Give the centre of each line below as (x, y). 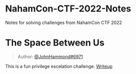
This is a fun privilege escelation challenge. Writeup (59, 66)
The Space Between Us (55, 43)
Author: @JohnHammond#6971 (50, 56)
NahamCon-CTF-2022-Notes (68, 9)
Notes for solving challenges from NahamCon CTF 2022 (64, 22)
